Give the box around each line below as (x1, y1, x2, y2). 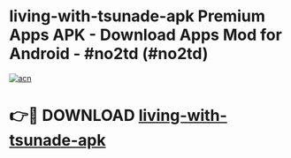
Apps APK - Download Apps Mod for (9, 25, 283, 45)
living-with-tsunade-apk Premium (9, 6, 265, 26)
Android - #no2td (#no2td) (9, 44, 209, 64)
